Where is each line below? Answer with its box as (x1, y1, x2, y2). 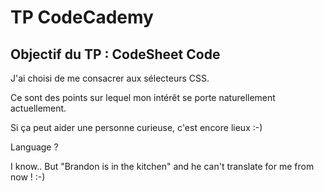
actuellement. (10, 102, 67, 114)
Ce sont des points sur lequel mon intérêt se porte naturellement (10, 92, 276, 103)
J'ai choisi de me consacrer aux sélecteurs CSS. (10, 72, 210, 84)
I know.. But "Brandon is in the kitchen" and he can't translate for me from (10, 161, 315, 172)
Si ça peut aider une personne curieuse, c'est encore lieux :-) (10, 122, 263, 133)
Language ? (10, 141, 59, 153)
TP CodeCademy (10, 6, 154, 29)
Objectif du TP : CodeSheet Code (10, 46, 221, 63)
